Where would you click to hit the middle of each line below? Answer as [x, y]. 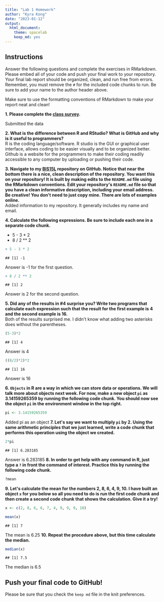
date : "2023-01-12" [25, 19]
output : [13, 23]
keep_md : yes [27, 37]
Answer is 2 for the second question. [42, 294]
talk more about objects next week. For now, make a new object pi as [76, 393]
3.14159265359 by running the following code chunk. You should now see [82, 398]
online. [12, 200]
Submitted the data [24, 123]
